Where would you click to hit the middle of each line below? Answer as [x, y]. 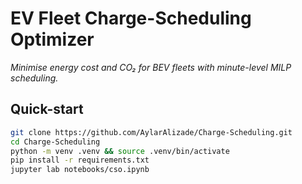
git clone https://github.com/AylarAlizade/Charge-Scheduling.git [151, 132]
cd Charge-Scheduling [55, 142]
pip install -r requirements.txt [80, 160]
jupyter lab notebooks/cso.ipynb [80, 170]
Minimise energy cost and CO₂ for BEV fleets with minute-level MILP [151, 67]
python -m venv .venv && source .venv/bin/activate [120, 151]
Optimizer [52, 39]
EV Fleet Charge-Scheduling [131, 18]
